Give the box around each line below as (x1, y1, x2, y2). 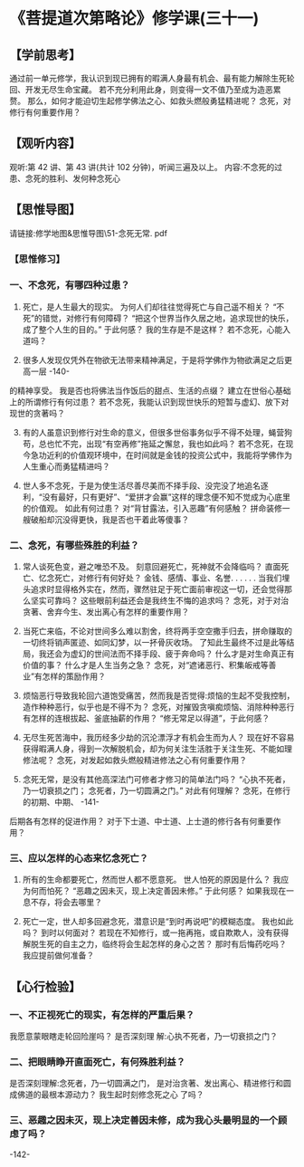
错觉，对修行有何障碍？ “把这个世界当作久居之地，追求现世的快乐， (42, 312, 294, 323)
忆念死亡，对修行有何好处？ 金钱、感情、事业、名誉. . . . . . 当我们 (38, 572, 282, 584)
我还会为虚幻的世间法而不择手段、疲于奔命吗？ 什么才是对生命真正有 (38, 648, 295, 659)
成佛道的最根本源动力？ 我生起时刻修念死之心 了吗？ (9, 1089, 204, 1100)
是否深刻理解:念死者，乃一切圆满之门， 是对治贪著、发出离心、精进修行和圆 (9, 1078, 291, 1089)
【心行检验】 (9, 979, 81, 994)
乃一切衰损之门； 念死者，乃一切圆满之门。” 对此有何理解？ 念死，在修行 (22, 785, 291, 797)
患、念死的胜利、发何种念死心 (9, 173, 120, 184)
